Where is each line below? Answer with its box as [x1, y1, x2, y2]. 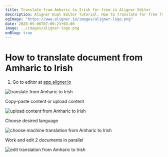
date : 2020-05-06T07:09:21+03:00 [5, 21, 75, 26]
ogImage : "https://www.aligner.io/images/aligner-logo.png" [5, 16, 133, 21]
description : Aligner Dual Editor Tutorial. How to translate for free [5, 12, 157, 17]
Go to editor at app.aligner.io [12, 79, 71, 85]
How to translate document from [5, 52, 143, 63]
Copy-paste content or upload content [5, 98, 84, 104]
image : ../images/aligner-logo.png [5, 26, 79, 31]
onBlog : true [5, 30, 32, 35]
